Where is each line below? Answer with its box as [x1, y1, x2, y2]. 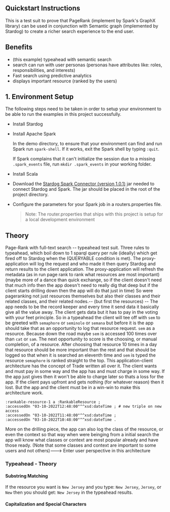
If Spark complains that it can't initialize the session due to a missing [12, 156, 155, 162]
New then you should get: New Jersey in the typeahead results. [5, 489, 133, 495]
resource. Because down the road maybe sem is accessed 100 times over [5, 331, 157, 337]
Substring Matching [5, 473, 48, 479]
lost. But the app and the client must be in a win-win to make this [5, 385, 141, 391]
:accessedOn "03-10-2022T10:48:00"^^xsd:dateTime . [5, 417, 116, 422]
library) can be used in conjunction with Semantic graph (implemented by [5, 23, 158, 29]
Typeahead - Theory [5, 460, 57, 467]
